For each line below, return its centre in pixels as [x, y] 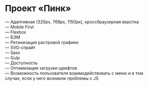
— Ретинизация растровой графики [42, 42]
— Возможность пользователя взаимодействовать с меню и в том [74, 73]
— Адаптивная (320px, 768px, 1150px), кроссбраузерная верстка [72, 22]
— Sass [13, 52]
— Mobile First [20, 27]
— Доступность [21, 63]
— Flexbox [16, 32]
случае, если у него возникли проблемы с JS [52, 78]
